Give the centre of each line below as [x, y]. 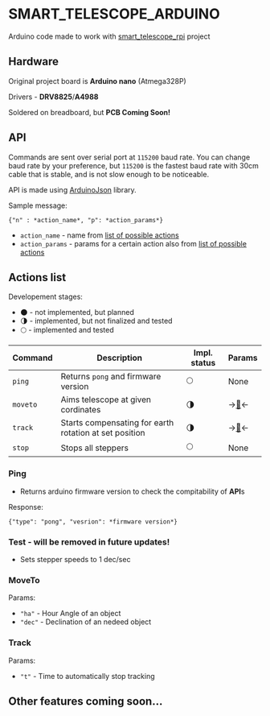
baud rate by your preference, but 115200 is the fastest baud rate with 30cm [134, 165]
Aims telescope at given [106, 399]
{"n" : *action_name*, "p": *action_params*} [86, 220]
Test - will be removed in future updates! [89, 542]
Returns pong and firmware [111, 377]
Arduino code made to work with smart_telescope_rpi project [109, 36]
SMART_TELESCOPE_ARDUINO [114, 14]
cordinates [81, 410]
